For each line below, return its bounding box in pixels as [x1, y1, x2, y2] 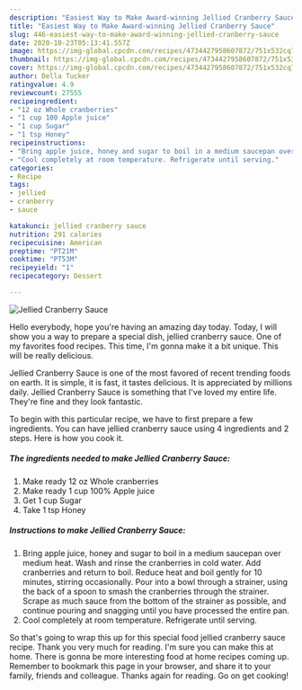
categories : [9, 164, 54, 172]
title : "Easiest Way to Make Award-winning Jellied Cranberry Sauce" [9, 22, 276, 31]
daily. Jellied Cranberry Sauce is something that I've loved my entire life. [9, 386, 277, 397]
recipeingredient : [9, 96, 78, 106]
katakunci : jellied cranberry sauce [9, 221, 147, 230]
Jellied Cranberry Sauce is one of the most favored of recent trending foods [9, 367, 291, 378]
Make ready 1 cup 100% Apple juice [22, 485, 155, 496]
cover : [9, 64, 34, 73]
